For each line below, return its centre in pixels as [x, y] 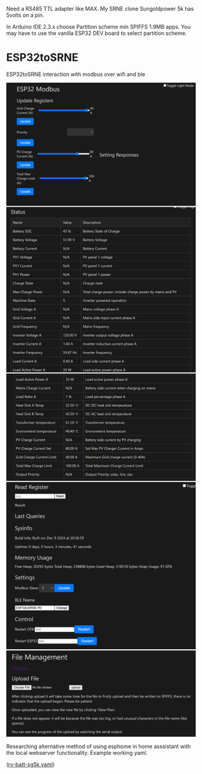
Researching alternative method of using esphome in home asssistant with [99, 746]
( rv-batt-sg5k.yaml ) [31, 764]
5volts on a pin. [25, 15]
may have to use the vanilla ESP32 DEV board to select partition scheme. [97, 33]
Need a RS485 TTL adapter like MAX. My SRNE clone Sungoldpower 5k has [100, 9]
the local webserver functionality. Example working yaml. [77, 753]
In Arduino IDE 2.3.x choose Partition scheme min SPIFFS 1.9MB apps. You [98, 27]
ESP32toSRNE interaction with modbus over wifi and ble [76, 74]
